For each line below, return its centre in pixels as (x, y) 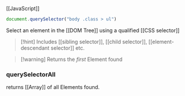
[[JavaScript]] (23, 8)
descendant (35, 48)
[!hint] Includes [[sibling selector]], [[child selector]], (84, 42)
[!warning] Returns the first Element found (71, 59)
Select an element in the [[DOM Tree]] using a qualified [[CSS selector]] (93, 30)
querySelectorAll (31, 74)
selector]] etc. (68, 48)
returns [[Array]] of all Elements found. (53, 87)
